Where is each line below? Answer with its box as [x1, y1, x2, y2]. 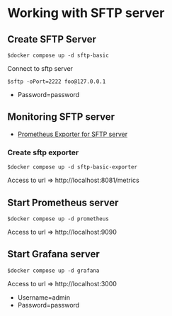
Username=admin [17, 293, 71, 302]
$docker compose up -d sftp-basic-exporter [7, 164, 138, 171]
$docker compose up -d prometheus [7, 215, 110, 222]
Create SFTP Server [7, 33, 97, 45]
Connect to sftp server [7, 64, 73, 72]
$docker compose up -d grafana [7, 267, 100, 274]
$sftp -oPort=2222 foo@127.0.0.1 [7, 78, 106, 85]
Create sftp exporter [7, 147, 79, 157]
